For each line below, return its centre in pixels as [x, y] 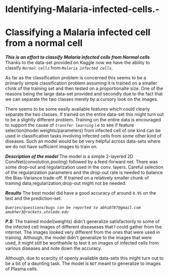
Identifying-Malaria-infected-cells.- [82, 9]
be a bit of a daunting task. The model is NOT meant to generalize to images [83, 263]
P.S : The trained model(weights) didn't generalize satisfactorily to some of [82, 221]
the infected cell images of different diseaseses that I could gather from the [84, 227]
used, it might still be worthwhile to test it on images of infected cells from [82, 243]
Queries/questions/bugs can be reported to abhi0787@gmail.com [73, 208]
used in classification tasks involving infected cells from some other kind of [83, 136]
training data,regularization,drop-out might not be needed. [66, 183]
